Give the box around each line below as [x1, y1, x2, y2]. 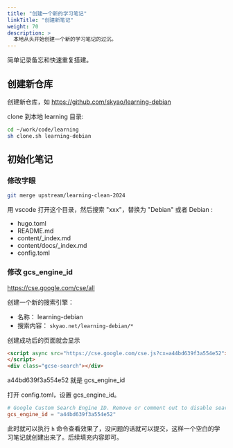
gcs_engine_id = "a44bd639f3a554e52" [7, 411, 116, 418]
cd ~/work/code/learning [7, 126, 79, 133]
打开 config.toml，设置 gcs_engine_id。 [7, 391, 121, 399]
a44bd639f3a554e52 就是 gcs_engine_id [7, 376, 126, 384]
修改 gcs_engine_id [7, 267, 73, 277]
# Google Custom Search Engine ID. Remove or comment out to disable [7, 404, 213, 412]
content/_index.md [17, 234, 71, 242]
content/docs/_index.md [17, 242, 87, 250]
